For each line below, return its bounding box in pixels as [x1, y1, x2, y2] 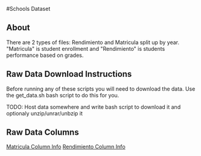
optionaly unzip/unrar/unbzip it [6, 109, 83, 117]
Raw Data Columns [6, 127, 80, 138]
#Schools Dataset [6, 5, 51, 12]
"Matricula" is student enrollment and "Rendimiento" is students [6, 45, 165, 52]
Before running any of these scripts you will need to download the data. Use [6, 85, 196, 93]
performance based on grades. [6, 51, 84, 59]
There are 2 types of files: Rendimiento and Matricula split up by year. [6, 39, 180, 46]
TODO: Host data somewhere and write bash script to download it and [6, 103, 181, 111]
